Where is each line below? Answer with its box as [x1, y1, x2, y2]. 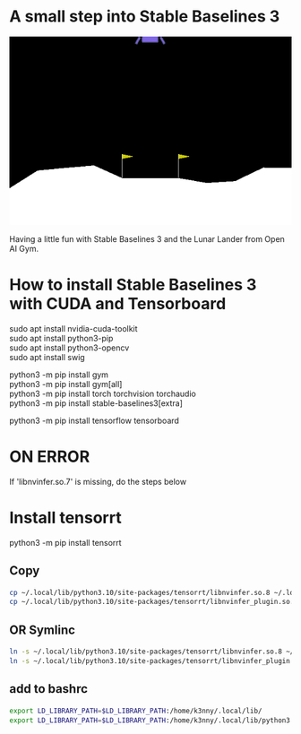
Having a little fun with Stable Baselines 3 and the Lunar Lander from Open [9, 233, 285, 244]
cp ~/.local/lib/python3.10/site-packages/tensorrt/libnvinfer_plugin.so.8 [9, 598, 298, 607]
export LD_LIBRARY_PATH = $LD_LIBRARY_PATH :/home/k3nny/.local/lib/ [9, 706, 262, 715]
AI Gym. [9, 243, 39, 254]
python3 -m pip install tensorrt [9, 537, 123, 548]
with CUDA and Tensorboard [9, 294, 227, 315]
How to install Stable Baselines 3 [9, 275, 257, 295]
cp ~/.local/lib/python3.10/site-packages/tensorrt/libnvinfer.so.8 [9, 588, 271, 597]
